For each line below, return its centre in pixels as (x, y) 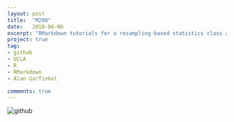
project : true (28, 40)
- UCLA (17, 59)
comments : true (29, 91)
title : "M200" (29, 20)
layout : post (26, 14)
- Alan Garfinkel (32, 78)
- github (20, 53)
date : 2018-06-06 (36, 26)
